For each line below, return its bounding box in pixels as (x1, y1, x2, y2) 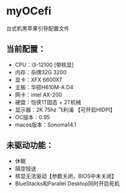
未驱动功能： (6, 140, 54, 150)
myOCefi (6, 4, 52, 18)
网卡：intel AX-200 (14, 91, 62, 98)
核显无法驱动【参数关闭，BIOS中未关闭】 (14, 172, 117, 179)
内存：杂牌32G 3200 (14, 68, 67, 76)
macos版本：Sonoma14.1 (14, 121, 77, 128)
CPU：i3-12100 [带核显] (14, 61, 74, 68)
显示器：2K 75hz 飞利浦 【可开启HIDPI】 (14, 106, 116, 113)
